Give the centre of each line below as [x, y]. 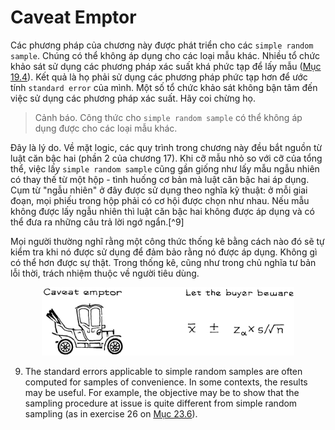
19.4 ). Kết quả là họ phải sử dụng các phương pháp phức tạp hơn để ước [159, 77]
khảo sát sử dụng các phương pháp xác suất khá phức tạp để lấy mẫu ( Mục [166, 66]
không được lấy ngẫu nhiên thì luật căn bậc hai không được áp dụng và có [162, 211]
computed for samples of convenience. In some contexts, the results [166, 382]
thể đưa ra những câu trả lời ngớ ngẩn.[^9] [97, 222]
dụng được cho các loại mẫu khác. [106, 128]
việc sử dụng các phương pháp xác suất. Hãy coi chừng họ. [133, 98]
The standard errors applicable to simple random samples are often [163, 371]
